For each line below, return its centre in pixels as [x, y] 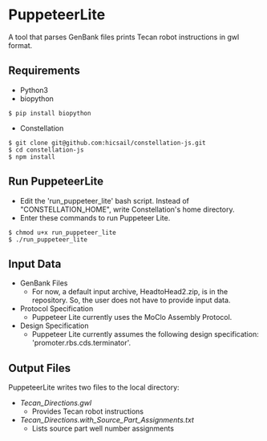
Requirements [44, 71]
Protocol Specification [57, 309]
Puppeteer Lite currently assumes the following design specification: [145, 334]
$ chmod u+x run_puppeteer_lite [62, 233]
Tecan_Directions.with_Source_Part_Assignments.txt [107, 420]
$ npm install [32, 157]
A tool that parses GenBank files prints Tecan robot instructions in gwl [124, 37]
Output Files [39, 368]
